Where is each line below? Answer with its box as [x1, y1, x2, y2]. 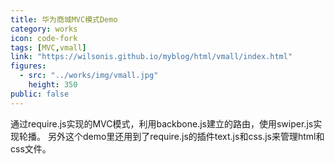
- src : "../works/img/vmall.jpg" [19, 71, 159, 81]
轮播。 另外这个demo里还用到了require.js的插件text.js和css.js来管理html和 [18, 130, 325, 142]
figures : [10, 61, 47, 71]
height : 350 [28, 80, 78, 90]
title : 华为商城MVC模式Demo [10, 14, 118, 25]
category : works [10, 24, 78, 34]
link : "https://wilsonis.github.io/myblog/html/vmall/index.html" [10, 52, 293, 62]
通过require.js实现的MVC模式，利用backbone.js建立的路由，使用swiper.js [10, 117, 314, 130]
